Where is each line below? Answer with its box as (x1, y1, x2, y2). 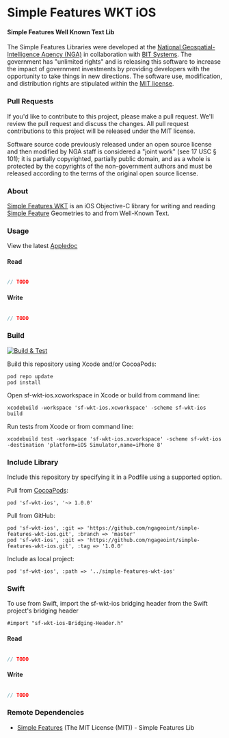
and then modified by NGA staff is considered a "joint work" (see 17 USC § (7, 147, 217, 156)
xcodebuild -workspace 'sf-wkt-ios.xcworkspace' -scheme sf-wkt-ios (7, 404, 206, 411)
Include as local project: (7, 555, 75, 563)
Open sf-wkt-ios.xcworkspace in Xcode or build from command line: (7, 391, 200, 399)
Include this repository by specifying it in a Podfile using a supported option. (7, 473, 222, 481)
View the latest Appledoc (7, 242, 78, 250)
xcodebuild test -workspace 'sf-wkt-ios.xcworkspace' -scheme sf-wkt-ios (7, 435, 222, 443)
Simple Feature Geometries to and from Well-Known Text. (7, 209, 170, 217)
